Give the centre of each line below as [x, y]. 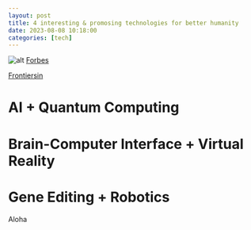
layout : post [30, 15]
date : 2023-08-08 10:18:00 [53, 30]
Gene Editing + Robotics [89, 197]
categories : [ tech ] [40, 38]
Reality [32, 161]
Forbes [37, 60]
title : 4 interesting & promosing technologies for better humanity [124, 23]
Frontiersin [26, 75]
